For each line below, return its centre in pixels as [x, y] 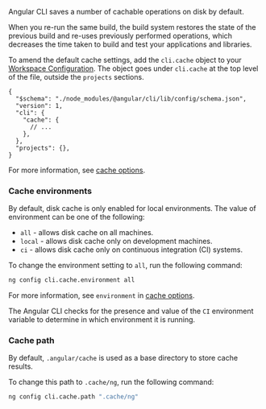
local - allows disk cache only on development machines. [116, 242]
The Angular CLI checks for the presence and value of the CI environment [131, 311]
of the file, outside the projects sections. [76, 77]
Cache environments [50, 191]
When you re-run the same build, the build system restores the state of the [132, 27]
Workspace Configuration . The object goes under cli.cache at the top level [133, 68]
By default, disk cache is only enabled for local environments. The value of [132, 209]
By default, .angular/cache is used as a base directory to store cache [123, 358]
